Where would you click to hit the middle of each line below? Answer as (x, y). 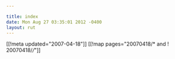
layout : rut (21, 27)
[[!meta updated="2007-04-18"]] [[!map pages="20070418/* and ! (87, 44)
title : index (22, 16)
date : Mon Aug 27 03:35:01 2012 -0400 (54, 22)
